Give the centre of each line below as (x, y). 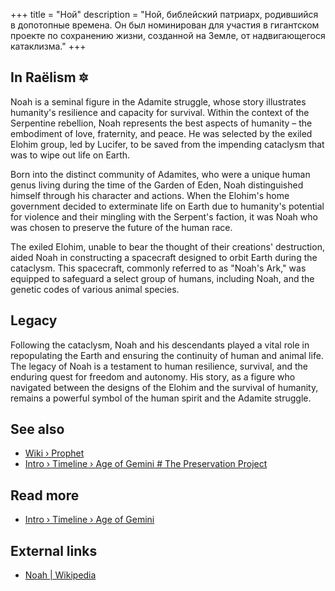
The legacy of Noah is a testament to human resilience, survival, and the (159, 366)
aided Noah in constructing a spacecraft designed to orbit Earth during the (164, 257)
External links (54, 550)
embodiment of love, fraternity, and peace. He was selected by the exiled (161, 133)
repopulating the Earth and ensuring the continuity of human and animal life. (167, 355)
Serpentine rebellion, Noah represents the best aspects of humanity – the (161, 123)
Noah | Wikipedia (60, 575)
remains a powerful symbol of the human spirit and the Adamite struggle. (161, 398)
